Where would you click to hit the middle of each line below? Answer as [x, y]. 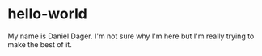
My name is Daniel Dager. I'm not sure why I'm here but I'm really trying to [131, 36]
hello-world [48, 14]
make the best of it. [40, 44]
